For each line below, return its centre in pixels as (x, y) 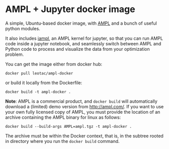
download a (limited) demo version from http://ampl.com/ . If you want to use (84, 106)
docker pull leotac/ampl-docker (39, 73)
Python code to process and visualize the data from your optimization (77, 49)
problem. (15, 54)
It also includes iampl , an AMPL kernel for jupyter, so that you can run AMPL (84, 38)
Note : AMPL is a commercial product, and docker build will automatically (81, 101)
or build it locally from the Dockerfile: (44, 83)
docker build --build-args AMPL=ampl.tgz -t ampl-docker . (69, 126)
